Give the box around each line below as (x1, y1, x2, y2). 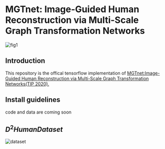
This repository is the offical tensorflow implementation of (5, 70, 127, 76)
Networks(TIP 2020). (5, 81, 50, 87)
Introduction (5, 57, 46, 65)
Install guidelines (5, 95, 61, 104)
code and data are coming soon (5, 109, 72, 115)
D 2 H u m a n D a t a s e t (5, 123, 63, 134)
